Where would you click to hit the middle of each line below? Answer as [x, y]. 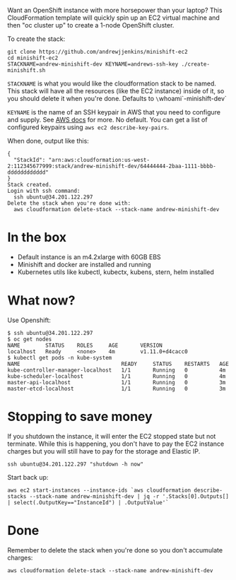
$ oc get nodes [30, 339]
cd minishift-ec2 [33, 58]
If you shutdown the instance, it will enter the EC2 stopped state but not [112, 436]
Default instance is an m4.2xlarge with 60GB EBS [89, 256]
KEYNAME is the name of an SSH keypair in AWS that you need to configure [114, 112]
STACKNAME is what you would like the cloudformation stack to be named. [112, 83]
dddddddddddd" [28, 172]
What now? [41, 301]
